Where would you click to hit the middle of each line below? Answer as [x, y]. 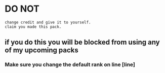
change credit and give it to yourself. [48, 22]
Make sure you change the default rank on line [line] [70, 65]
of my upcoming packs [42, 50]
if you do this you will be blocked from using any [82, 42]
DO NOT [22, 9]
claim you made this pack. [33, 27]
